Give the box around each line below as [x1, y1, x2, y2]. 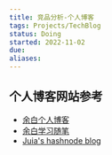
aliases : [9, 54, 42, 63]
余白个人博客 [21, 114, 69, 125]
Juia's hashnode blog [21, 135, 101, 146]
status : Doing [9, 29, 62, 38]
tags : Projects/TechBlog [9, 21, 101, 30]
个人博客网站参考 [9, 89, 103, 105]
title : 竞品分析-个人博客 [9, 12, 95, 22]
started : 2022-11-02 [9, 37, 86, 47]
